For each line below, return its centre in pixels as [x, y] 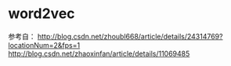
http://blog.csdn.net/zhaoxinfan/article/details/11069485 [99, 53]
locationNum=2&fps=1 [44, 45]
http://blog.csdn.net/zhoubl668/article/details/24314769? [130, 36]
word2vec [42, 14]
